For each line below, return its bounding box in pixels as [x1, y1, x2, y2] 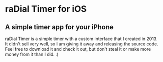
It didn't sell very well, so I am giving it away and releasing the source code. [5, 41, 158, 47]
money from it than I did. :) [5, 51, 59, 57]
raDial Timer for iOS [5, 3, 87, 15]
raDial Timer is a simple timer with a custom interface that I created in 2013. [5, 36, 158, 41]
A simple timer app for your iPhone [5, 23, 114, 31]
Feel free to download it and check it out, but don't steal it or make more [5, 46, 151, 52]
